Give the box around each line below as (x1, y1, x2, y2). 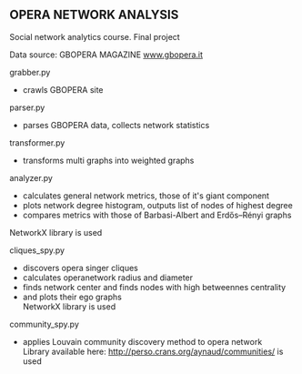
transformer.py (9, 136, 65, 148)
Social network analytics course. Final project (9, 31, 180, 42)
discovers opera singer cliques (22, 262, 139, 273)
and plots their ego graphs (22, 291, 123, 302)
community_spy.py (9, 318, 80, 329)
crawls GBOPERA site (22, 84, 104, 95)
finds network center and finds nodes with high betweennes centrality (22, 281, 287, 292)
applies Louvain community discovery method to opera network (22, 336, 263, 347)
